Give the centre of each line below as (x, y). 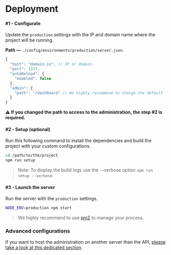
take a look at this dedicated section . (44, 248)
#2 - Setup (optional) (28, 129)
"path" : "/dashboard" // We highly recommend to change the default (89, 93)
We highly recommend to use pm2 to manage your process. (81, 218)
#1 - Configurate (23, 23)
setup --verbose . (36, 176)
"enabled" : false (33, 78)
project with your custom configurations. (48, 146)
